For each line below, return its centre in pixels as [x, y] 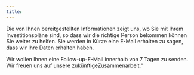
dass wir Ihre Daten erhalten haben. [50, 48]
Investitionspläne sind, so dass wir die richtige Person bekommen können [96, 35]
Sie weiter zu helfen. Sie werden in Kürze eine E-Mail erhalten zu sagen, [95, 41]
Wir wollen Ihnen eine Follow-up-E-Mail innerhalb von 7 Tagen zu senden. [97, 59]
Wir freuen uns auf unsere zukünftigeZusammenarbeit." [75, 65]
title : [14, 12]
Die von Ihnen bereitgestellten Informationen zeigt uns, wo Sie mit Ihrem [95, 29]
